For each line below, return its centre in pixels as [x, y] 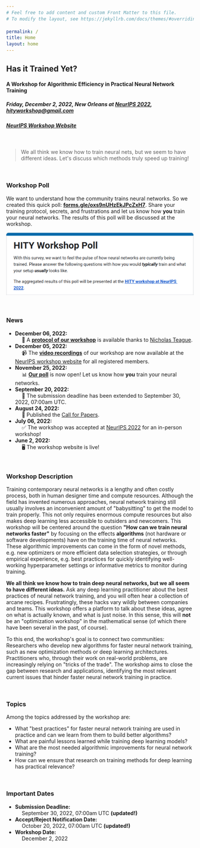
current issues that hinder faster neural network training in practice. [89, 677]
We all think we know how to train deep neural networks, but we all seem [98, 583]
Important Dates [30, 794]
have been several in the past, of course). [57, 628]
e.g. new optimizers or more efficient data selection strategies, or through [97, 553]
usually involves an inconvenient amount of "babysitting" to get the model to [100, 508]
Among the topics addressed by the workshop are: [68, 717]
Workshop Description [40, 476]
